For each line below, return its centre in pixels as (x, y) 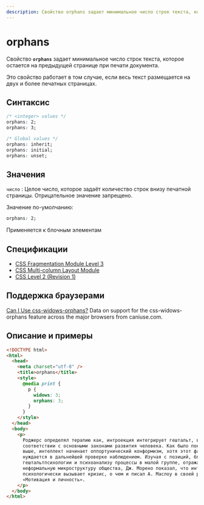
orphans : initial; (29, 150)
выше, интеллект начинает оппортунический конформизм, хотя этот (107, 452)
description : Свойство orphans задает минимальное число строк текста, (99, 12)
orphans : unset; (27, 155)
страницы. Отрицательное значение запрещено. (70, 195)
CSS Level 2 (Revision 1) (45, 276)
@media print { (42, 384)
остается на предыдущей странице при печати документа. (83, 65)
